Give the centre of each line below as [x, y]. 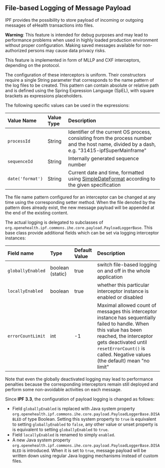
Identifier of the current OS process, [110, 132]
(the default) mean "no [123, 361]
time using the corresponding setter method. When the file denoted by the [80, 202]
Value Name [22, 120]
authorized [16, 50]
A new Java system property [41, 440]
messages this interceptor [127, 311]
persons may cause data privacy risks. [67, 50]
